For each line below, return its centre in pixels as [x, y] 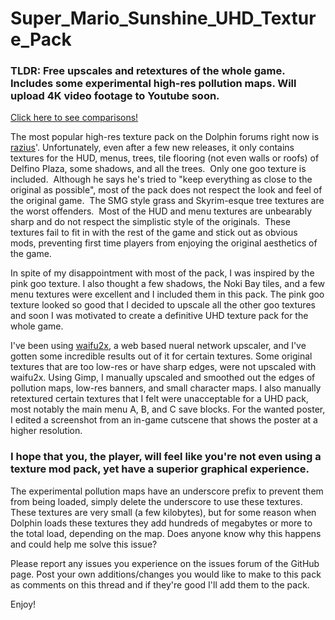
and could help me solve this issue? [84, 544]
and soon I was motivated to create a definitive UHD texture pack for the [159, 316]
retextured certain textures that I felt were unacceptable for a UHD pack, [159, 399]
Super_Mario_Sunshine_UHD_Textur [163, 18]
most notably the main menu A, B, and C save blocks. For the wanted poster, [168, 409]
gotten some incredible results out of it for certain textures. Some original [161, 356]
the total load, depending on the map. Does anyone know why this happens [166, 533]
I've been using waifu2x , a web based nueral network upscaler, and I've [158, 346]
